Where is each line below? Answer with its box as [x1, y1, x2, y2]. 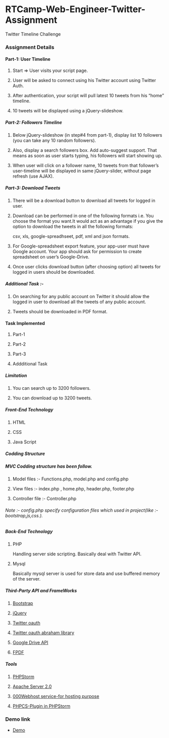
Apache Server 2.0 [12, 683, 52, 689]
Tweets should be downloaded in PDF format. [12, 308, 107, 314]
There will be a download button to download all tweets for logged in [12, 197, 155, 203]
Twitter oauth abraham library [12, 630, 75, 636]
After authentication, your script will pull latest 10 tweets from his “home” [12, 93, 164, 99]
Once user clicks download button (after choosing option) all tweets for [12, 264, 161, 269]
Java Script [12, 439, 36, 445]
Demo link [5, 715, 30, 722]
